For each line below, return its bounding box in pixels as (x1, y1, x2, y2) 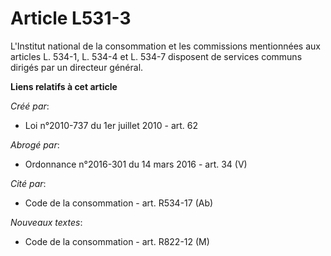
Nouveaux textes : (10, 216, 83, 228)
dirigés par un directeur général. (10, 61, 144, 73)
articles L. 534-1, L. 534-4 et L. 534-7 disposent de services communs (10, 50, 303, 62)
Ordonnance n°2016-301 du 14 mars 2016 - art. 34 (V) (24, 158, 248, 170)
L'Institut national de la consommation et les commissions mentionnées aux (10, 40, 321, 52)
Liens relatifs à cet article (10, 80, 118, 92)
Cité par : (10, 177, 47, 189)
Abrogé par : (10, 138, 60, 151)
